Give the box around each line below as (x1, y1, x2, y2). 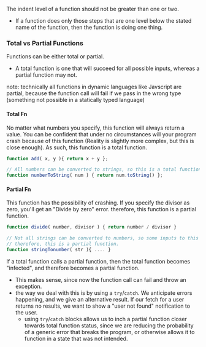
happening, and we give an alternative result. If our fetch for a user (15, 295, 185, 303)
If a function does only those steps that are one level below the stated (15, 17, 192, 24)
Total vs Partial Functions (6, 39, 84, 47)
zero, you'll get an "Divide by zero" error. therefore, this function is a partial (6, 206, 196, 213)
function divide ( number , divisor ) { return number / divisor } (6, 224, 177, 230)
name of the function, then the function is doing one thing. (15, 24, 163, 31)
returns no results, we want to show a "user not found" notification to (15, 302, 191, 310)
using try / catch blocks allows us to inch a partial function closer (24, 315, 187, 322)
